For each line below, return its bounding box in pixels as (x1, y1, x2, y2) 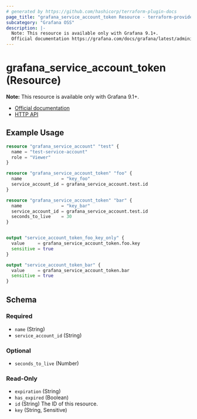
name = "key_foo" (11, 176, 91, 182)
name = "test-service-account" (11, 149, 88, 155)
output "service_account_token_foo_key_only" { (6, 235, 125, 241)
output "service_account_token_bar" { (6, 262, 101, 268)
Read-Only (6, 374, 38, 383)
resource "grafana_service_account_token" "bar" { (6, 197, 133, 203)
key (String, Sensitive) (14, 407, 67, 414)
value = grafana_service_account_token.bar (11, 267, 130, 273)
